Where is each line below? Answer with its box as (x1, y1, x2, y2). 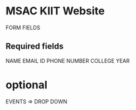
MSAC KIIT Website (5, 4, 105, 18)
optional (5, 78, 48, 91)
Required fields (5, 41, 64, 51)
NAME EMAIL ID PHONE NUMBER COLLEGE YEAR (5, 57, 130, 64)
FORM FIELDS (5, 24, 41, 31)
